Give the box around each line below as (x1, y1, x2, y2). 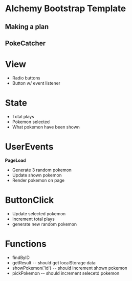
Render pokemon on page (12, 177, 65, 183)
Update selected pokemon (12, 210, 66, 216)
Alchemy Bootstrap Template (5, 3, 126, 14)
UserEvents (5, 141, 54, 153)
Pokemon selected (12, 119, 50, 125)
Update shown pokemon (12, 172, 62, 178)
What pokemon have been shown (12, 124, 80, 130)
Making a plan (5, 23, 49, 31)
